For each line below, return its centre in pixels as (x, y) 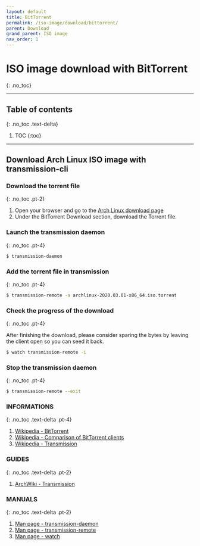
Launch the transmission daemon (56, 232)
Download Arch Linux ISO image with (76, 160)
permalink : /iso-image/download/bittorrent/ (62, 23)
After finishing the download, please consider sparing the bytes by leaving (97, 335)
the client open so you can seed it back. (55, 341)
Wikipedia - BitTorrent (42, 431)
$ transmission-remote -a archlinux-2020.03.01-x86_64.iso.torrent (92, 295)
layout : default (26, 12)
